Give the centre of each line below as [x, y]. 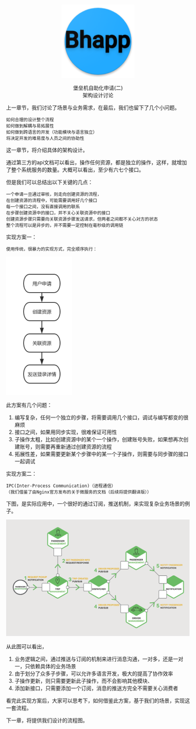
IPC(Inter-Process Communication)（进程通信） [61, 486]
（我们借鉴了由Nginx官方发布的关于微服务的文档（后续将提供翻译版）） [79, 492]
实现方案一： [21, 237]
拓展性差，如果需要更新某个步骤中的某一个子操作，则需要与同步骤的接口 [101, 454]
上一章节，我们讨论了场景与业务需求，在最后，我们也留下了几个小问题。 [93, 108]
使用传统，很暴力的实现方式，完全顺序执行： [52, 249]
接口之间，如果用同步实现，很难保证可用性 [66, 432]
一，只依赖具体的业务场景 [45, 666]
